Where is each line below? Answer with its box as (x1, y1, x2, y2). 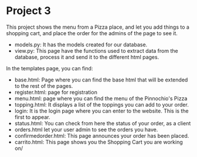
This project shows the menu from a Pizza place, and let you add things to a (6, 23, 189, 30)
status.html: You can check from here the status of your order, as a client (14, 120, 191, 127)
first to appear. (14, 113, 50, 121)
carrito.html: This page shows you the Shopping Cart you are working (14, 138, 183, 145)
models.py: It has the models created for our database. (14, 41, 148, 48)
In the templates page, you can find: (6, 64, 93, 71)
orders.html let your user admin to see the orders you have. (14, 126, 158, 133)
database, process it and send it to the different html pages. (14, 53, 159, 60)
